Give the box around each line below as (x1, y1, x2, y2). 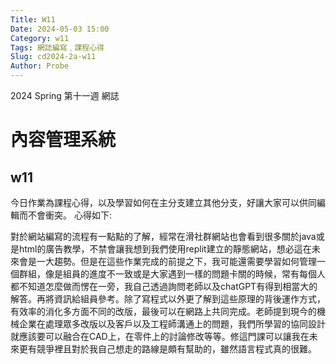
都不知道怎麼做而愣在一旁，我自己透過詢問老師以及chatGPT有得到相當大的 (10, 281, 318, 292)
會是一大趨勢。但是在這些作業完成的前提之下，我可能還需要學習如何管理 (18, 256, 317, 267)
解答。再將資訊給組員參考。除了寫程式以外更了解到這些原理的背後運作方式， (10, 293, 326, 305)
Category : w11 (10, 33, 70, 43)
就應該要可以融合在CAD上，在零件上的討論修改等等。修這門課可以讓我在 (10, 331, 310, 342)
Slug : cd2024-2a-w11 (10, 52, 97, 62)
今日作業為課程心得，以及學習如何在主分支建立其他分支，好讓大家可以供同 (10, 197, 317, 208)
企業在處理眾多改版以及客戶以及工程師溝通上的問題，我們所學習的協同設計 (18, 318, 326, 330)
